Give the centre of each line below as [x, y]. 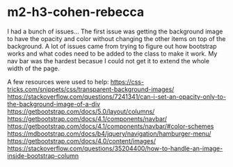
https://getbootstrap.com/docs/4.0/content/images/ [82, 141]
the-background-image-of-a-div [54, 104]
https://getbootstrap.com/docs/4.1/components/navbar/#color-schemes [111, 126]
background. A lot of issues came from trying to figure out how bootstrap [112, 46]
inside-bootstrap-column [43, 156]
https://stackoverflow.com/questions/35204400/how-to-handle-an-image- [115, 148]
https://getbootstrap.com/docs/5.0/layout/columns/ [81, 111]
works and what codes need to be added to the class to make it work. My [112, 54]
